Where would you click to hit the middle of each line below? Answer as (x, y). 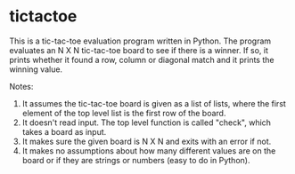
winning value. (36, 69)
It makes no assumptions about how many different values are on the (149, 150)
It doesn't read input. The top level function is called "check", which (147, 123)
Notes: (21, 86)
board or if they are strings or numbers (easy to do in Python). (136, 160)
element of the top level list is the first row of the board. (124, 113)
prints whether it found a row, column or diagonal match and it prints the (142, 59)
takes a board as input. (64, 131)
